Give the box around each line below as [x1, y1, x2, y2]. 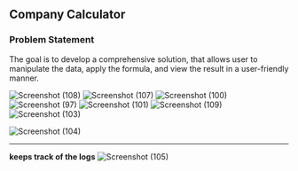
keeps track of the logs [9, 151, 96, 162]
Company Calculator [9, 7, 126, 22]
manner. [9, 73, 40, 83]
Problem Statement [9, 34, 95, 46]
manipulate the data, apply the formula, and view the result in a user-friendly [9, 63, 289, 74]
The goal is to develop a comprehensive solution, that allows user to [9, 53, 258, 65]
